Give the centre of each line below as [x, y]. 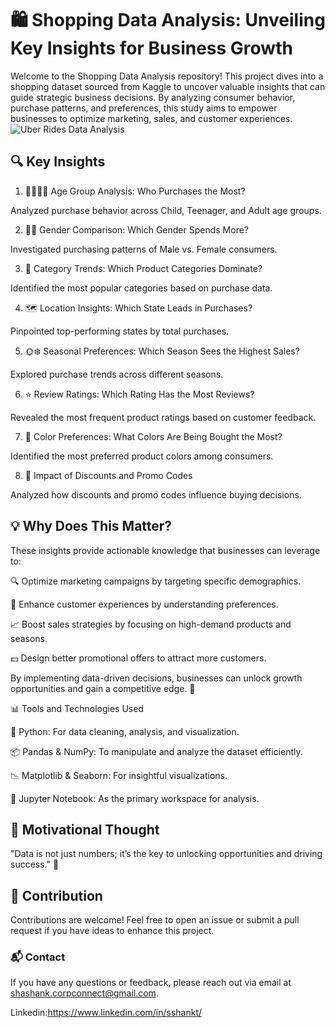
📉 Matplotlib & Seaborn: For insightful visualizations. [119, 775]
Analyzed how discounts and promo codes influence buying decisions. [156, 494]
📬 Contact [38, 957]
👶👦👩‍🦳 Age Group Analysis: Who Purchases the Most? [135, 191]
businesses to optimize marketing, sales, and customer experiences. [151, 118]
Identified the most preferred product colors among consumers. [142, 456]
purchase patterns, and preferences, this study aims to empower [144, 108]
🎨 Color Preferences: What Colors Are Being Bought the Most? [153, 436]
